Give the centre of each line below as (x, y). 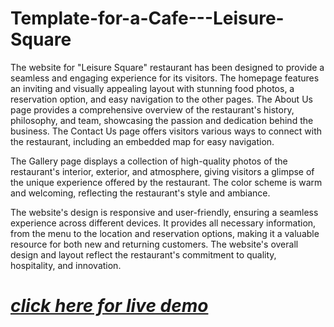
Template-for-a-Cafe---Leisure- (147, 18)
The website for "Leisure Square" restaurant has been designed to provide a (167, 67)
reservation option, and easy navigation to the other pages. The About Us (161, 99)
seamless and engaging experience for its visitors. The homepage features (165, 78)
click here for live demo (109, 306)
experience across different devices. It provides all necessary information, (163, 223)
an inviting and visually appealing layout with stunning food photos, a (152, 88)
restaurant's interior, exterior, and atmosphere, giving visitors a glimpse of (162, 171)
